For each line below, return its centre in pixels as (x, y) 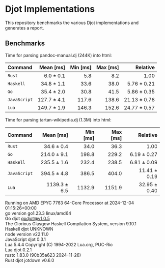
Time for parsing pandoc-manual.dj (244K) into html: (58, 55)
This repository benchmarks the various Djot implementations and (72, 23)
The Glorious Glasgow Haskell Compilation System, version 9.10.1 (71, 223)
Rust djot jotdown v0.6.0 (30, 260)
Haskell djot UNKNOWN (29, 229)
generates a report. (25, 28)
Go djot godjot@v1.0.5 (27, 218)
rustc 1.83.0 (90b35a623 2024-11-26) (43, 255)
